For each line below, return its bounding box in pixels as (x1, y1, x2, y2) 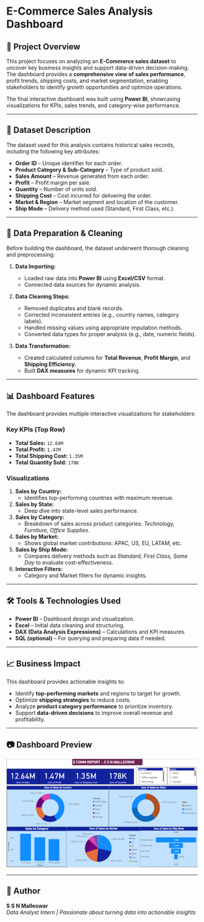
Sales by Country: (15, 488, 62, 495)
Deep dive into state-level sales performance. (24, 507, 138, 515)
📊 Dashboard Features (6, 391, 95, 401)
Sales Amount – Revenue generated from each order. (15, 172, 149, 180)
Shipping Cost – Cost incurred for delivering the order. (15, 192, 152, 199)
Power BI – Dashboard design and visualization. (15, 615, 135, 622)
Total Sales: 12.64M (15, 439, 64, 446)
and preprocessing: (6, 251, 55, 258)
